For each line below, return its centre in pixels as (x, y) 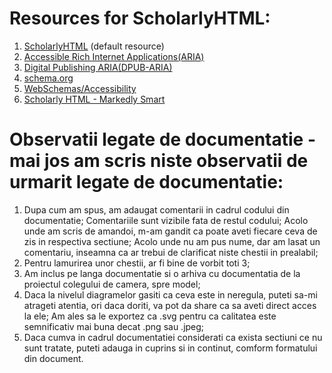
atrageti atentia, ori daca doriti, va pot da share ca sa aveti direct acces (170, 305)
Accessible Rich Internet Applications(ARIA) (114, 56)
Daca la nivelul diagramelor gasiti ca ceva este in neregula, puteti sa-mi (170, 294)
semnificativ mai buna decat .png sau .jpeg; (114, 326)
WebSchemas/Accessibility (80, 88)
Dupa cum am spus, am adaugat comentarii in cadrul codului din (156, 209)
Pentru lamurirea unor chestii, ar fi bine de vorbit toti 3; (137, 263)
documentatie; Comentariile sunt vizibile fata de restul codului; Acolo (166, 220)
